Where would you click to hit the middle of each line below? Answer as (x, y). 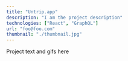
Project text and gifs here (38, 51)
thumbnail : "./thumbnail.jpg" (44, 34)
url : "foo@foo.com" (31, 29)
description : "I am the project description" (64, 18)
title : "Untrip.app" (32, 12)
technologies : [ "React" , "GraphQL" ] (52, 23)
